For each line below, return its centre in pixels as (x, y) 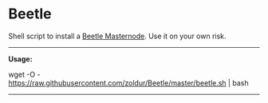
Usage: (21, 59)
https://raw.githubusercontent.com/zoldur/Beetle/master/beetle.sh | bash (128, 83)
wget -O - (24, 74)
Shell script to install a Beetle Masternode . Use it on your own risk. (117, 36)
